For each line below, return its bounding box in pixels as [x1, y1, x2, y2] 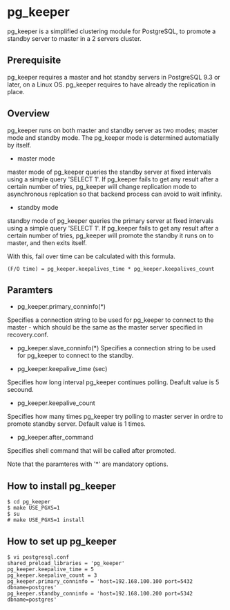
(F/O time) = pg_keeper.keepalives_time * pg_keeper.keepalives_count [7, 265, 215, 272]
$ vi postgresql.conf [7, 554, 70, 561]
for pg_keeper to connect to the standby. [17, 351, 134, 360]
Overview [7, 108, 50, 120]
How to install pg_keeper [7, 480, 116, 492]
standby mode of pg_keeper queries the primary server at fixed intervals [7, 216, 214, 225]
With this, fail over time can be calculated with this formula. [7, 252, 176, 260]
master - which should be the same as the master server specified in [7, 323, 203, 332]
